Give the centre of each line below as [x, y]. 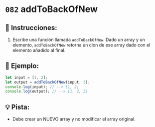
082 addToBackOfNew [52, 9]
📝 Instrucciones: [31, 28]
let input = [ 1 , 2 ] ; [27, 77]
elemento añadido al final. [39, 50]
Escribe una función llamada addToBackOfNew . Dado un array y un [79, 39]
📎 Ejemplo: [22, 66]
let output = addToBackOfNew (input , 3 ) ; [48, 82]
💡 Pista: [17, 107]
